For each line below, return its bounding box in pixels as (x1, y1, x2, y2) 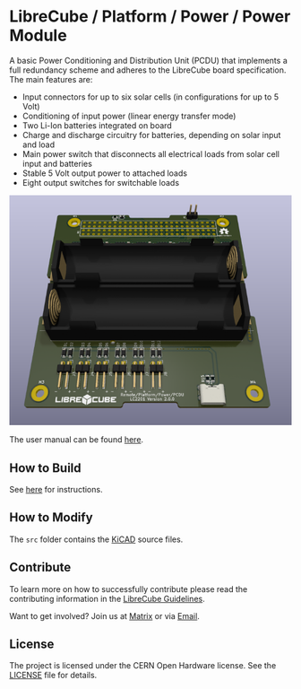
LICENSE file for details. (9, 670, 98, 681)
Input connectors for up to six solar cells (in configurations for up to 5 (21, 92, 279, 102)
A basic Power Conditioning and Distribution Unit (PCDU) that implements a (9, 55, 288, 65)
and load (21, 139, 56, 150)
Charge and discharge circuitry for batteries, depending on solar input (21, 129, 281, 140)
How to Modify (9, 510, 93, 526)
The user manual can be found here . (9, 434, 144, 445)
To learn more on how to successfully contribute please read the (9, 583, 248, 594)
